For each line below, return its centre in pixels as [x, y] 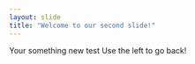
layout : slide [35, 17]
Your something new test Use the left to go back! [98, 50]
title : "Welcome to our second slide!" [82, 25]
